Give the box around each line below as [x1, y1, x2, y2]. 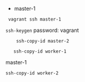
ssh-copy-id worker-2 [5, 70, 59, 76]
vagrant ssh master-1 [8, 17, 61, 22]
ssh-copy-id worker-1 [13, 48, 67, 54]
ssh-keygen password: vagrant [5, 27, 79, 34]
